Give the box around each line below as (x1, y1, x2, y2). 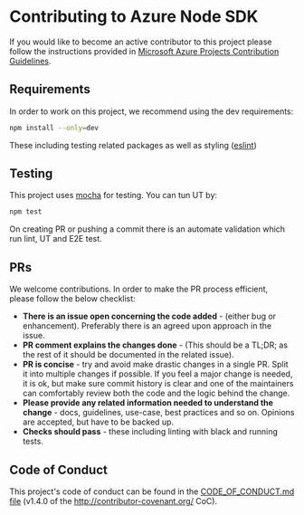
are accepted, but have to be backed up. (22, 416, 175, 427)
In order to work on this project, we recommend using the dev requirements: (9, 106, 294, 117)
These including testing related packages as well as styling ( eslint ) (9, 139, 258, 150)
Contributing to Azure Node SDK (9, 6, 259, 27)
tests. (22, 436, 43, 447)
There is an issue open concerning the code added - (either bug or (22, 310, 277, 322)
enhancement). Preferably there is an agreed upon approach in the (22, 320, 272, 331)
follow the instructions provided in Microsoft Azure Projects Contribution (9, 45, 280, 56)
